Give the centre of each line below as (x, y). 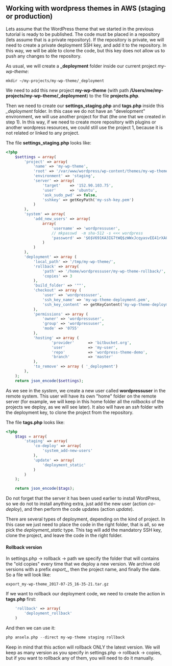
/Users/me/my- (147, 90)
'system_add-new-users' (68, 451)
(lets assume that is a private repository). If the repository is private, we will (85, 39)
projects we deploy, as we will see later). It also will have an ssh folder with (84, 407)
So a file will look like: (28, 575)
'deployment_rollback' (48, 613)
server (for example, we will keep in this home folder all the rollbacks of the (85, 401)
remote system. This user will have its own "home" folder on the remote (81, 396)
